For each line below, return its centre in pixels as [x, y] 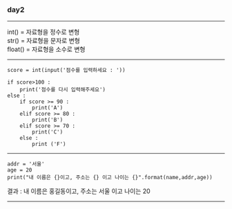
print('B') [48, 120]
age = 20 [20, 170]
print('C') [48, 132]
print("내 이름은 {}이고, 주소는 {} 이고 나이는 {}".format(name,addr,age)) [110, 178]
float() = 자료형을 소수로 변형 [46, 49]
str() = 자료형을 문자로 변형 [44, 41]
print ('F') [49, 144]
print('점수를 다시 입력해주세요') [62, 90]
